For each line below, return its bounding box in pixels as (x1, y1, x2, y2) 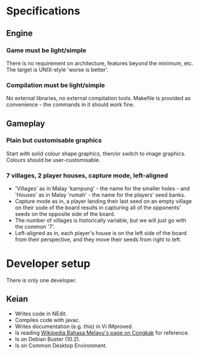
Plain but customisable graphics (6, 136, 102, 145)
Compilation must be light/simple (6, 81, 105, 89)
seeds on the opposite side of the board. (14, 210, 116, 218)
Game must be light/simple (6, 46, 87, 55)
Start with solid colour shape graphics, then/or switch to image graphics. (6, 150, 186, 157)
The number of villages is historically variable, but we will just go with (14, 217, 187, 224)
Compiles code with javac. (14, 316, 80, 323)
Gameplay (6, 118, 46, 128)
